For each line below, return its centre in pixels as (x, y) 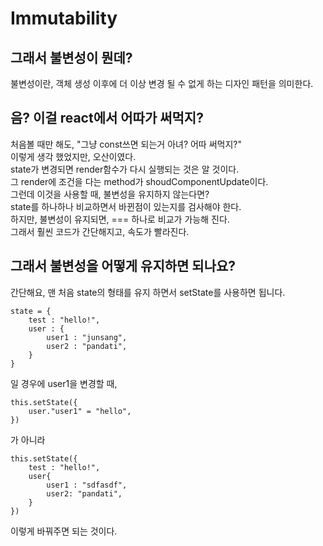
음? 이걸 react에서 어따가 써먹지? (107, 118)
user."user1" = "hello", (80, 411)
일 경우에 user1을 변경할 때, (64, 383)
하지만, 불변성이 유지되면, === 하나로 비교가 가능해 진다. (120, 219)
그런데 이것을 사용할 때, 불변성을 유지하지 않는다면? (110, 194)
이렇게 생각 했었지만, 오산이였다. (73, 156)
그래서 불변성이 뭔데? (71, 57)
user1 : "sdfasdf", (87, 485)
